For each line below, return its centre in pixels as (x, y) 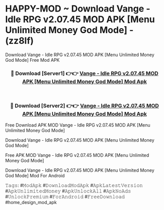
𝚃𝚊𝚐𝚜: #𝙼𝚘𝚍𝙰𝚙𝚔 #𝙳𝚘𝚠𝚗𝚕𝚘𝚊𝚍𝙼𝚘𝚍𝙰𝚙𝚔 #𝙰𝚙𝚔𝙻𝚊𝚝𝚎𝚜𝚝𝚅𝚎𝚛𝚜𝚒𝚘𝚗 (74, 185)
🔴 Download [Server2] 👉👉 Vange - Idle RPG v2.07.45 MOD (85, 106)
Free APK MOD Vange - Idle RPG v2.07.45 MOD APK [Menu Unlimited (77, 155)
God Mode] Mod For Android (35, 175)
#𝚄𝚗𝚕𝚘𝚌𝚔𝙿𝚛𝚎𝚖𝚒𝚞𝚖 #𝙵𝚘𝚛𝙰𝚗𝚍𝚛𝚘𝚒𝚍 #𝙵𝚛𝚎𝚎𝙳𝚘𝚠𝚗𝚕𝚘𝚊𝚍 (65, 196)
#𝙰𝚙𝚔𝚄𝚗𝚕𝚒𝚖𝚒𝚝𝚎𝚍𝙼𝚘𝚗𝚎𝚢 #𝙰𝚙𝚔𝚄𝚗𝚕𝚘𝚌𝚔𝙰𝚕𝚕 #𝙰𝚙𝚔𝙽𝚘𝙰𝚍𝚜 (68, 191)
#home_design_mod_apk (31, 202)
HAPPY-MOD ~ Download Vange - (78, 9)
